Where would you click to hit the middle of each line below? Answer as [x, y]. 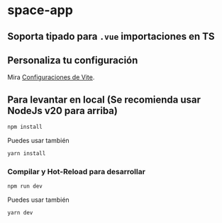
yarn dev [20, 213]
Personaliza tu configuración [73, 60]
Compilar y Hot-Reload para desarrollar [76, 171]
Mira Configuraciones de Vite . [51, 77]
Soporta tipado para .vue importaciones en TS [111, 36]
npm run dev [25, 186]
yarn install [27, 154]
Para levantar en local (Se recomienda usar [104, 99]
